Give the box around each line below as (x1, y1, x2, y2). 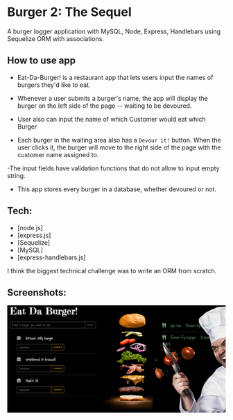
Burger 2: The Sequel (7, 4, 132, 20)
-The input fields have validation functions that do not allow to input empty (7, 164, 220, 172)
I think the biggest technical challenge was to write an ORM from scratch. (7, 266, 217, 275)
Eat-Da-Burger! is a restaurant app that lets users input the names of (17, 73, 214, 81)
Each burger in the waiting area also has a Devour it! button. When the (17, 136, 221, 144)
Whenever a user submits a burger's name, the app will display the (17, 94, 208, 102)
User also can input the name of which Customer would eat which (17, 115, 206, 123)
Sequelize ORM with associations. (7, 34, 104, 42)
